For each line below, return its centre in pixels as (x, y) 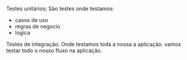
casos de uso (31, 20)
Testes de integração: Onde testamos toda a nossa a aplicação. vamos (93, 44)
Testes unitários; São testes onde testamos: (60, 9)
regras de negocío (37, 26)
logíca (22, 33)
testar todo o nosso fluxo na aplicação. (54, 50)
